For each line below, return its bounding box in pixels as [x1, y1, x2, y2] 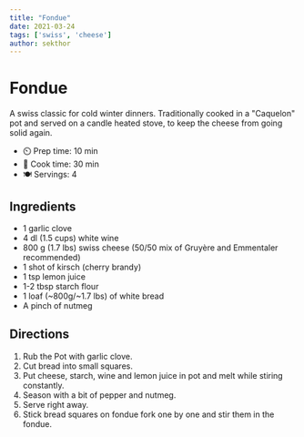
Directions [9, 327, 70, 342]
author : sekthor [9, 38, 71, 48]
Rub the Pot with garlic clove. [22, 351, 133, 361]
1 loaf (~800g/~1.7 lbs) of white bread [22, 290, 165, 301]
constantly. [22, 380, 65, 391]
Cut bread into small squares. [22, 361, 134, 371]
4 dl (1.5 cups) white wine [22, 233, 119, 243]
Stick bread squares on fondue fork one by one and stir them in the [22, 409, 275, 420]
